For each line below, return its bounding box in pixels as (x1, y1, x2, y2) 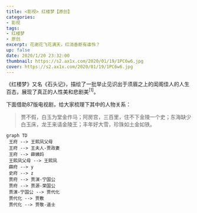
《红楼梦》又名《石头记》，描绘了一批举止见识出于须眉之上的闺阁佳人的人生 (6, 80, 190, 88)
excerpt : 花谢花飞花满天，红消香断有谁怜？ (6, 42, 100, 48)
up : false (6, 47, 31, 53)
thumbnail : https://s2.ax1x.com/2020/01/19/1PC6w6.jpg (6, 58, 144, 64)
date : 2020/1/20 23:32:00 (6, 53, 70, 59)
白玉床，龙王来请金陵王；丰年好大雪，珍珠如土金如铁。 (20, 121, 155, 128)
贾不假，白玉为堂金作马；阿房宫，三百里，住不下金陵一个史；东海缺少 (20, 114, 192, 121)
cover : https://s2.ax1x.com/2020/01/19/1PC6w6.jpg (6, 63, 133, 70)
